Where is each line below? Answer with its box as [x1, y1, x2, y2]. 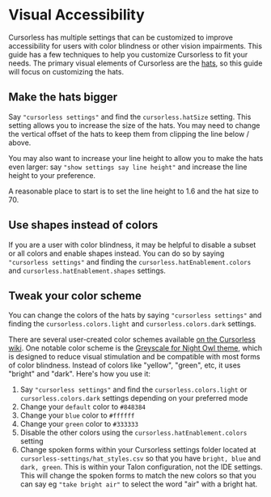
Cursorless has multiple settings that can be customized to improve [8, 32, 233, 42]
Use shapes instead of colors [8, 219, 159, 232]
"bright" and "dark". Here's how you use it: [8, 369, 151, 379]
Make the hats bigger [8, 91, 118, 104]
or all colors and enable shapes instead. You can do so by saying [8, 248, 225, 258]
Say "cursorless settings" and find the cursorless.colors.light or [19, 384, 248, 394]
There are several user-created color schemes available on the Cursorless [8, 334, 256, 345]
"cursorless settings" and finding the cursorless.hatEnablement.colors [8, 257, 252, 266]
